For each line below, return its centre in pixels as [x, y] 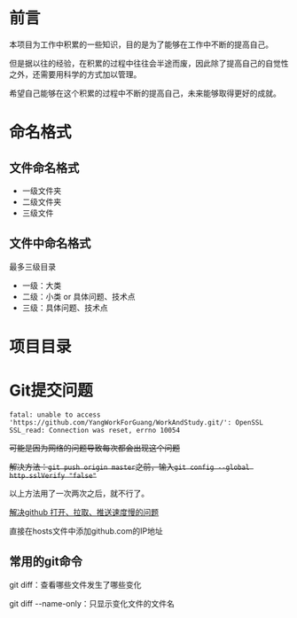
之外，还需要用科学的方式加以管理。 [75, 74]
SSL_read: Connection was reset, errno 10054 [94, 430]
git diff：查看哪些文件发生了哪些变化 [75, 584]
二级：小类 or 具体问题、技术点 [78, 296]
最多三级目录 [32, 266]
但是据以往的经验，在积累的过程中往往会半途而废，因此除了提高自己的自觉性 [149, 63]
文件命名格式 [44, 168]
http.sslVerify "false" [53, 475]
